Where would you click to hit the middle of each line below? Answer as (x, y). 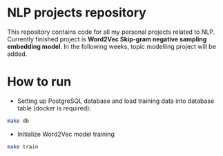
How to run (39, 82)
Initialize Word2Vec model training (66, 134)
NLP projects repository (77, 13)
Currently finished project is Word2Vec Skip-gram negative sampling (107, 39)
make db (18, 121)
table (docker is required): (54, 108)
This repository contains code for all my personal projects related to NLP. (111, 32)
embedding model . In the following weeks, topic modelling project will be (111, 46)
